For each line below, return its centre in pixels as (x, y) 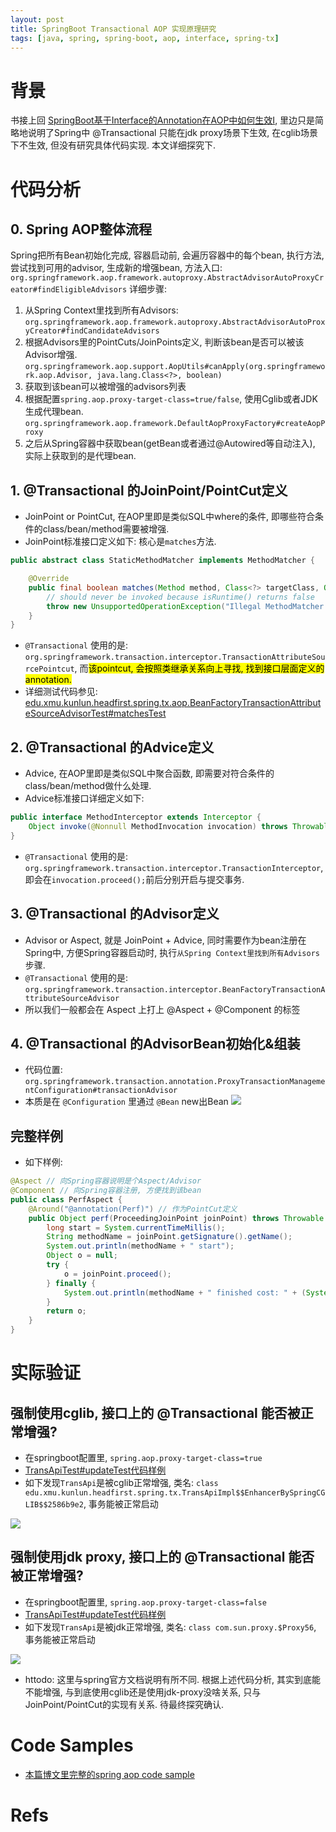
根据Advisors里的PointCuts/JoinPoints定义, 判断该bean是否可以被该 (164, 342)
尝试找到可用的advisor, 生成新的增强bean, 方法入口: (116, 268)
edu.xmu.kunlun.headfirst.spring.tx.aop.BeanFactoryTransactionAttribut (173, 703)
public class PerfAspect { (66, 1199)
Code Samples (72, 1745)
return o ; (66, 1311)
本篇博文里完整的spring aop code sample (109, 1774)
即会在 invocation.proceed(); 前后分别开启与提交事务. (134, 879)
